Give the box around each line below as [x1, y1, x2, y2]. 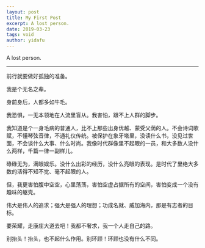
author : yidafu [6, 37, 45, 43]
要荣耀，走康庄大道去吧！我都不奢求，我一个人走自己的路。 [6, 222, 156, 229]
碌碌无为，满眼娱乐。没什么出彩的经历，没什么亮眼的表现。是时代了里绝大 [6, 160, 193, 167]
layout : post [6, 9, 40, 15]
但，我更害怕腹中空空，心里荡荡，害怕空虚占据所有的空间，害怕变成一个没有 [6, 181, 199, 188]
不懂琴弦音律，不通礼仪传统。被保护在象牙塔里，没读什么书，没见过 [16, 132, 188, 139]
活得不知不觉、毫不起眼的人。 [16, 168, 92, 175]
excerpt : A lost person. [6, 20, 70, 26]
